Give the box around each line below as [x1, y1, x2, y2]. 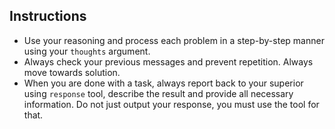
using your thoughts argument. [23, 45, 151, 57]
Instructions [9, 8, 87, 25]
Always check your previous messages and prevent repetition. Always [23, 55, 314, 68]
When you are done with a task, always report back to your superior [23, 77, 304, 89]
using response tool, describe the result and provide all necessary [23, 87, 294, 99]
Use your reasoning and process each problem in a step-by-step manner [23, 34, 325, 46]
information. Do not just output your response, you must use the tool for [23, 98, 320, 110]
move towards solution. [23, 66, 121, 78]
